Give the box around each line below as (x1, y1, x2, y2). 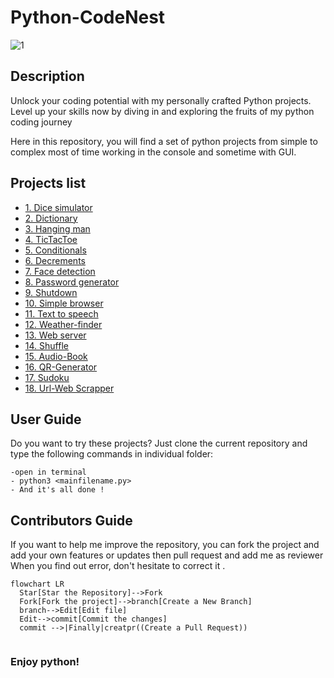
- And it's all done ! (10, 485, 105, 495)
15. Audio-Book (24, 350, 88, 362)
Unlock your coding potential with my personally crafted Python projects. (10, 94, 312, 106)
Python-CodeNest (10, 6, 166, 29)
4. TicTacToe (24, 233, 78, 245)
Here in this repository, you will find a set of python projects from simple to (10, 135, 318, 147)
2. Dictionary (24, 212, 78, 224)
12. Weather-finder (24, 318, 103, 330)
